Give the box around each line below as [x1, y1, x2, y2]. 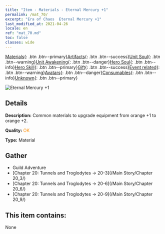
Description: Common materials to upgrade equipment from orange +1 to [5, 112, 156, 118]
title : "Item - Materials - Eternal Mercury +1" [5, 7, 108, 12]
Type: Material [5, 137, 35, 143]
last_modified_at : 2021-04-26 [5, 21, 68, 26]
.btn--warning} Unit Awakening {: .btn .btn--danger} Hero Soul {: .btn [5, 58, 143, 65]
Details [5, 99, 27, 107]
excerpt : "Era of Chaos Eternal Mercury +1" [5, 16, 101, 21]
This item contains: [5, 211, 66, 219]
